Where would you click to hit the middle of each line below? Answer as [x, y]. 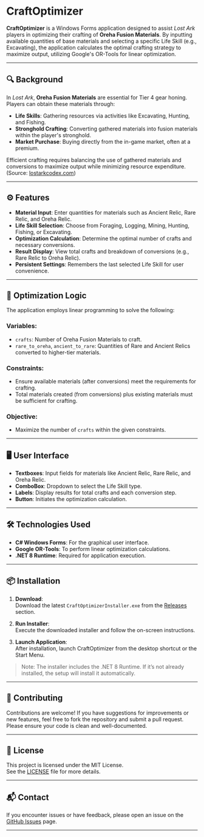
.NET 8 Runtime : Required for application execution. [80, 555]
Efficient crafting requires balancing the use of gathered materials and [94, 160]
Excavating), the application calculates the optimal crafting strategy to [94, 48]
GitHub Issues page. [32, 822]
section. [25, 611]
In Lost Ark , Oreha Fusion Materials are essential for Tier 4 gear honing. [97, 97]
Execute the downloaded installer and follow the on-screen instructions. [105, 630]
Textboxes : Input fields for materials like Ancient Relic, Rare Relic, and [103, 473]
